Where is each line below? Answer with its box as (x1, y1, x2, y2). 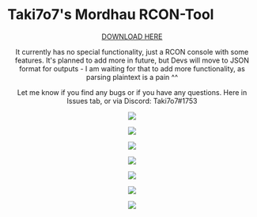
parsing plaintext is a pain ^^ (85, 72, 179, 82)
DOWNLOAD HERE (101, 32, 163, 41)
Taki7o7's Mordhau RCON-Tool (7, 6, 214, 24)
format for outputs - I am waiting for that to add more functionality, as (18, 63, 246, 73)
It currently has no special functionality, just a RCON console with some (15, 47, 249, 56)
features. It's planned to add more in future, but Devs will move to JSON (14, 55, 250, 65)
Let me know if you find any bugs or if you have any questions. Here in (17, 87, 248, 97)
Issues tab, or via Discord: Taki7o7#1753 (66, 96, 198, 105)
